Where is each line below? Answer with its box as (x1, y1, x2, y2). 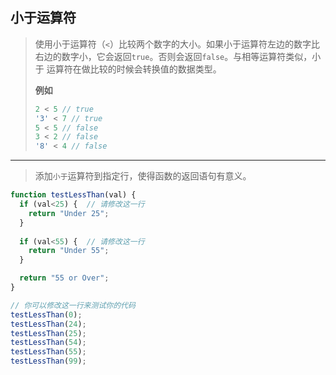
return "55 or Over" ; (19, 273, 110, 283)
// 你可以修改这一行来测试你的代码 (10, 300, 136, 310)
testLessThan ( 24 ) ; (10, 319, 87, 329)
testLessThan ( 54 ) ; (10, 338, 87, 348)
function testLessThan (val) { (10, 190, 137, 200)
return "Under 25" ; (28, 208, 110, 218)
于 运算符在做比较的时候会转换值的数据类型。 (34, 63, 222, 75)
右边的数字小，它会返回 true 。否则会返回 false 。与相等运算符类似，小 (34, 50, 322, 62)
